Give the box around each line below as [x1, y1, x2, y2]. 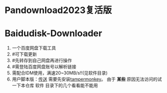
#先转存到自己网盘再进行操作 [11, 57, 72, 63]
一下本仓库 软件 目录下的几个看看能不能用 [11, 82, 98, 88]
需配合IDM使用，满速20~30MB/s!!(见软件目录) [11, 70, 108, 76]
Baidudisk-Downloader [4, 28, 102, 39]
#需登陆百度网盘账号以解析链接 [11, 63, 76, 70]
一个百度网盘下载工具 [11, 45, 56, 51]
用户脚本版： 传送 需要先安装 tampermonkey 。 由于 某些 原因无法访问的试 [11, 76, 162, 82]
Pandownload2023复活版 [4, 4, 112, 16]
